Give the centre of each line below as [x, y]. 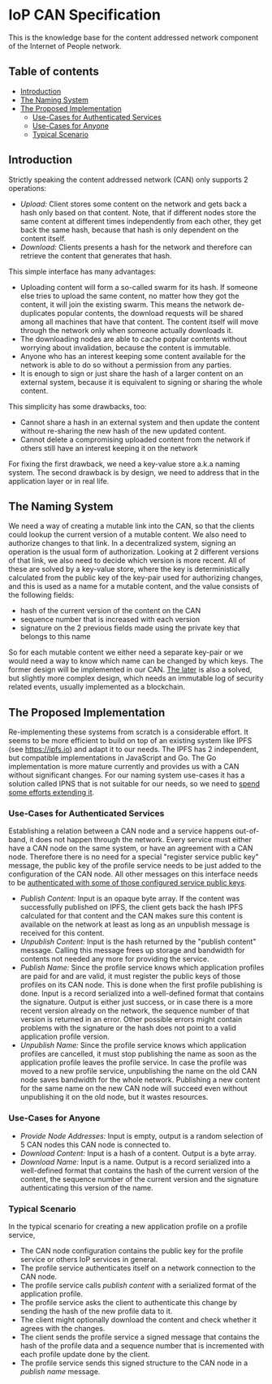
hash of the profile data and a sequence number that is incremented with [142, 1346]
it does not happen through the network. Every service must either [141, 840]
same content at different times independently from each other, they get [141, 221]
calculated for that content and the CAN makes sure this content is [132, 916]
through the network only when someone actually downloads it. [127, 330]
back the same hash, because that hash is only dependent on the [130, 230]
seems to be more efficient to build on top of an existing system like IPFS [130, 741]
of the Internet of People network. [65, 45]
